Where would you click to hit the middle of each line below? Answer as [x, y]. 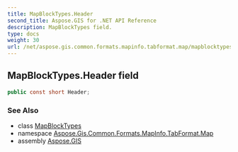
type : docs [23, 34]
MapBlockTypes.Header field [73, 76]
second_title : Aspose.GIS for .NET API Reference [82, 21]
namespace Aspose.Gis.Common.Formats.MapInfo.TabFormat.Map [115, 133]
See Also [23, 110]
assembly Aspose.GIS [49, 141]
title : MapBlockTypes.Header [50, 14]
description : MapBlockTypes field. [60, 27]
